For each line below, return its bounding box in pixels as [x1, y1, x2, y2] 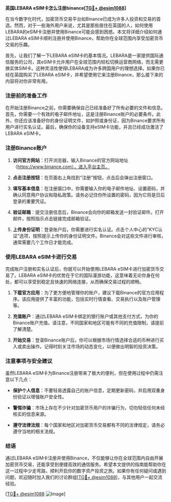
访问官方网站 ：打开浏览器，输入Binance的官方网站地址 [12, 157, 129, 163]
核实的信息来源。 [12, 411, 49, 417]
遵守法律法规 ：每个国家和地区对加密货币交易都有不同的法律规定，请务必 [12, 422, 165, 428]
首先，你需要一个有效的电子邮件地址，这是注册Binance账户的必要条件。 [5, 111, 157, 117]
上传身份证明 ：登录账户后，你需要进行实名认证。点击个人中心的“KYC [12, 226, 158, 232]
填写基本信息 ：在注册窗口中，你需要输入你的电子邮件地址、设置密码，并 [12, 185, 165, 191]
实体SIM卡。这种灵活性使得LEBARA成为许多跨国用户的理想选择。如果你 [9, 65, 161, 71]
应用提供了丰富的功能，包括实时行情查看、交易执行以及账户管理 [26, 296, 161, 302]
